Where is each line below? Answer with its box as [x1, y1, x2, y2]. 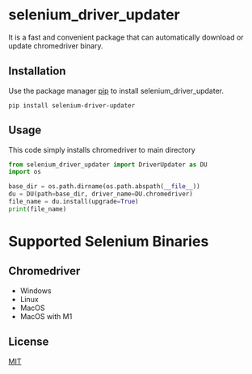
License [8, 335, 49, 349]
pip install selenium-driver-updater [8, 101, 136, 110]
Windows [19, 285, 52, 296]
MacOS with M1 [19, 311, 73, 321]
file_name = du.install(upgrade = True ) [8, 198, 139, 206]
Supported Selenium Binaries [8, 233, 209, 250]
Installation [8, 65, 66, 78]
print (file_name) [8, 204, 67, 213]
